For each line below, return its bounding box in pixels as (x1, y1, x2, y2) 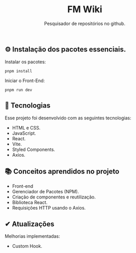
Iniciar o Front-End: (5, 78, 45, 84)
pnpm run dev (5, 87, 32, 92)
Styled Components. (12, 146, 55, 153)
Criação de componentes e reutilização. (12, 194, 96, 200)
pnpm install (5, 68, 32, 73)
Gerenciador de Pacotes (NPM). (12, 189, 79, 195)
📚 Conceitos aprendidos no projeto (5, 167, 120, 175)
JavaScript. (12, 130, 37, 136)
